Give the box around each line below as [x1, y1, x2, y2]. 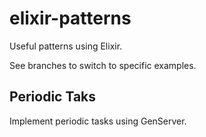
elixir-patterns [9, 7, 132, 30]
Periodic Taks [9, 88, 97, 106]
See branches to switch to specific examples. [9, 59, 197, 71]
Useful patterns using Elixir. [9, 40, 123, 52]
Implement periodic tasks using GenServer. [9, 115, 187, 127]
